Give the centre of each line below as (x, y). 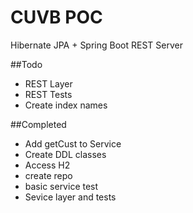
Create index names (66, 105)
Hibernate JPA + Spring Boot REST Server (96, 45)
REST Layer (48, 83)
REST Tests (48, 94)
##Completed (38, 124)
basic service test (61, 186)
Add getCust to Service (73, 143)
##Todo (26, 64)
